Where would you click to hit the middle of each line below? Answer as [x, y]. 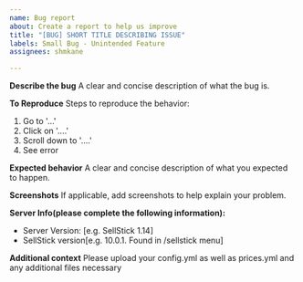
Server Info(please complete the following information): [118, 213]
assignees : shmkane [47, 52]
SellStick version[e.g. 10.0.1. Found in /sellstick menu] [123, 240]
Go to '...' [39, 121]
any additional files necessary [65, 268]
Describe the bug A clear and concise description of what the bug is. [140, 86]
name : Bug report [42, 18]
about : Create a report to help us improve [94, 26]
